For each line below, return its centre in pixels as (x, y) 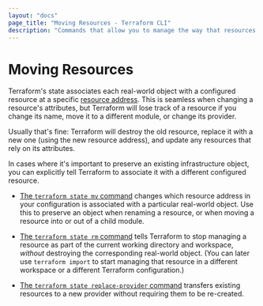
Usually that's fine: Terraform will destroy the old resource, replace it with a (131, 132)
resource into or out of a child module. (82, 221)
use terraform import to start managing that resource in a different (129, 262)
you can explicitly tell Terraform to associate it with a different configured (127, 172)
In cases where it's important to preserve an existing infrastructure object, (129, 164)
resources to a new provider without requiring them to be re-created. (132, 294)
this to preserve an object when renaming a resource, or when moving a (137, 213)
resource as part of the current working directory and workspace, (127, 245)
